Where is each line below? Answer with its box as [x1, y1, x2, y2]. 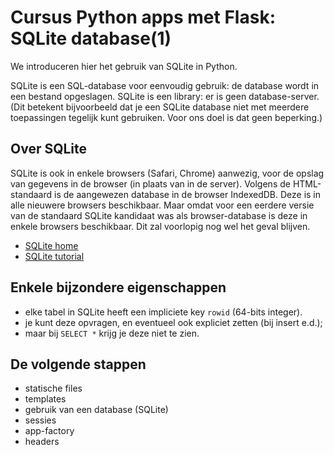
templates [24, 393, 67, 405]
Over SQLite [10, 141, 88, 158]
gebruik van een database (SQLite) [24, 404, 169, 416]
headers [24, 436, 60, 448]
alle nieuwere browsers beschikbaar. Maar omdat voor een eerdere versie [10, 199, 315, 211]
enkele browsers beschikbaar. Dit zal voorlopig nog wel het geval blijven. [10, 220, 311, 232]
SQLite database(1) [10, 27, 172, 50]
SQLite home [24, 239, 79, 251]
